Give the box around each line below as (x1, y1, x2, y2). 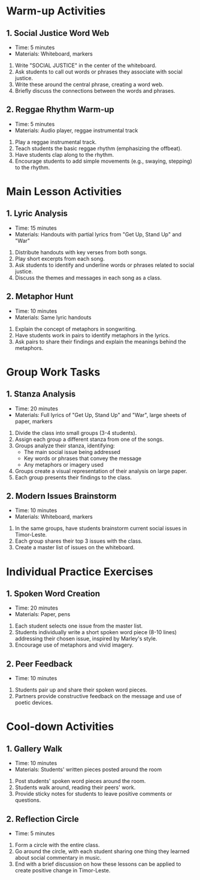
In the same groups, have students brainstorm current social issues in (14, 525, 187, 532)
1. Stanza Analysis (6, 389, 76, 399)
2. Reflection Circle (6, 814, 79, 824)
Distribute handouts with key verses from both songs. (14, 248, 148, 255)
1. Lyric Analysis (6, 208, 68, 219)
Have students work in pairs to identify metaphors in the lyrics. (14, 331, 170, 339)
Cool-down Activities (6, 720, 114, 733)
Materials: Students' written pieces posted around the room (14, 766, 162, 773)
